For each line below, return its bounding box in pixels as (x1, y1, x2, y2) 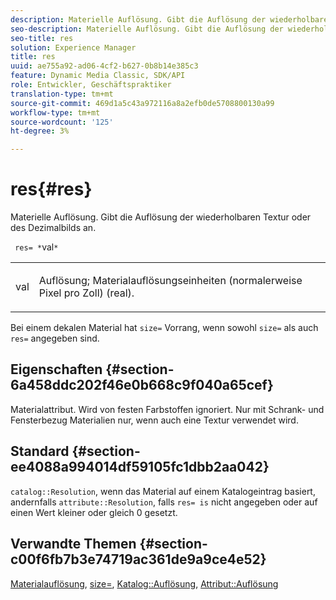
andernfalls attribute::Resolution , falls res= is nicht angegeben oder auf (10, 496, 318, 508)
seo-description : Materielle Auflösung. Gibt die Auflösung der (10, 24, 284, 34)
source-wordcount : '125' (10, 117, 114, 127)
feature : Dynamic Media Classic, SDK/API (10, 71, 186, 81)
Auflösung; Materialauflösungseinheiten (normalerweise (38, 274, 303, 288)
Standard (10, 443, 70, 460)
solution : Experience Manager (10, 42, 137, 53)
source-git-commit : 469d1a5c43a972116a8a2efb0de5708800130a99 (10, 98, 275, 108)
